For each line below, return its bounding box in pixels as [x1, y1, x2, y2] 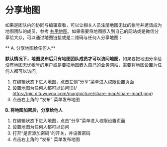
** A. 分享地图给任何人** [5, 45, 56, 51]
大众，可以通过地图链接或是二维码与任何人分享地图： [13, 34, 123, 40]
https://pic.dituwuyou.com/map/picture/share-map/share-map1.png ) [12, 90, 153, 96]
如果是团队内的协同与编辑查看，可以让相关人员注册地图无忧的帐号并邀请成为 [5, 22, 162, 28]
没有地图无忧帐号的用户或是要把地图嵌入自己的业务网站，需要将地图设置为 [5, 62, 158, 68]
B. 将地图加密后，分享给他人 [5, 107, 63, 113]
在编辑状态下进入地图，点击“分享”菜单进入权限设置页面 [12, 118, 126, 124]
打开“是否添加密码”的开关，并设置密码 [12, 130, 91, 136]
